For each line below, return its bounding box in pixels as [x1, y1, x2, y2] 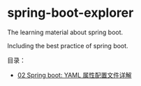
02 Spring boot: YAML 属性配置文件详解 [17, 71, 132, 79]
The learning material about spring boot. [7, 28, 124, 36]
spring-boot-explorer [7, 5, 134, 21]
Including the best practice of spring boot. [7, 41, 128, 50]
